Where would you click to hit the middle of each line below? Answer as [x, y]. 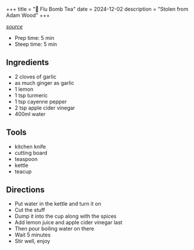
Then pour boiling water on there [54, 229]
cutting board [31, 153]
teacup [23, 171]
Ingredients [28, 62]
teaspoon [26, 159]
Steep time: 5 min [36, 44]
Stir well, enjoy [32, 241]
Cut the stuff [30, 210]
